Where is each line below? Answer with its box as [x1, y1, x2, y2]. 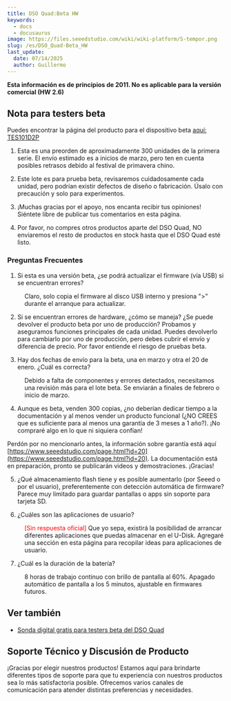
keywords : [7, 17, 36, 23]
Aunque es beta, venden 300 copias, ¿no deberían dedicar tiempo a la [17, 404, 217, 412]
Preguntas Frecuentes [7, 256, 83, 265]
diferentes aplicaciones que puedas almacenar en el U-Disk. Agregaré [24, 531, 224, 539]
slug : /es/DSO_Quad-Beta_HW [7, 42, 88, 49]
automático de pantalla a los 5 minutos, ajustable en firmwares [24, 579, 202, 588]
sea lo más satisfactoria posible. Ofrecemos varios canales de [7, 678, 184, 687]
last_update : [7, 49, 45, 56]
